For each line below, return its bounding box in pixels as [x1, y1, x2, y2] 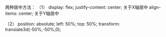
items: [5, 10, 18, 16]
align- [149, 4, 161, 10]
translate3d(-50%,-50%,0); [5, 27, 61, 32]
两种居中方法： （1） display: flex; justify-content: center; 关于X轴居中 [5, 4, 148, 10]
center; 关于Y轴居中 [18, 10, 59, 16]
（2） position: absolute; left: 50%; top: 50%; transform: [5, 21, 120, 27]
